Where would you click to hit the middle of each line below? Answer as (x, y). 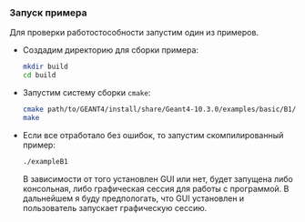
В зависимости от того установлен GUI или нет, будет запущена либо (158, 178)
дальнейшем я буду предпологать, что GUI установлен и (133, 198)
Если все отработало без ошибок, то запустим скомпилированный (153, 135)
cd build (39, 76)
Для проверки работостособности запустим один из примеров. (134, 33)
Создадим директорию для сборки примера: (110, 50)
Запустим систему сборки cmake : (86, 93)
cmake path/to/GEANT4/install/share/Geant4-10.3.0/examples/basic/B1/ (159, 110)
